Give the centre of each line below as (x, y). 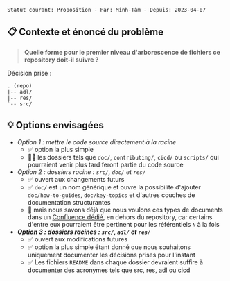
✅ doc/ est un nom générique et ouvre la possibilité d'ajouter (114, 187)
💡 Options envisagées (55, 125)
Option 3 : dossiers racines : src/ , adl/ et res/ (84, 232)
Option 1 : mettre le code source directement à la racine (97, 142)
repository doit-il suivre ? (61, 60)
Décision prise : (29, 73)
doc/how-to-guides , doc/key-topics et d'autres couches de (111, 195)
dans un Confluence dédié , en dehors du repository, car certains (120, 217)
